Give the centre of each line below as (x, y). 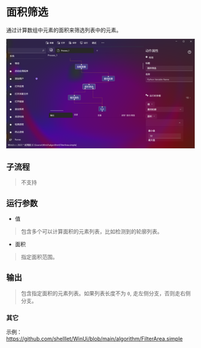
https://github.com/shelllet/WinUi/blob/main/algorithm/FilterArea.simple (95, 339)
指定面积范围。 (39, 257)
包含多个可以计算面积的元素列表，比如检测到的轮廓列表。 (92, 231)
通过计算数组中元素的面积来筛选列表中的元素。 (64, 30)
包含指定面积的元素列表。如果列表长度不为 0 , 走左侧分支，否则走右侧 (106, 293)
